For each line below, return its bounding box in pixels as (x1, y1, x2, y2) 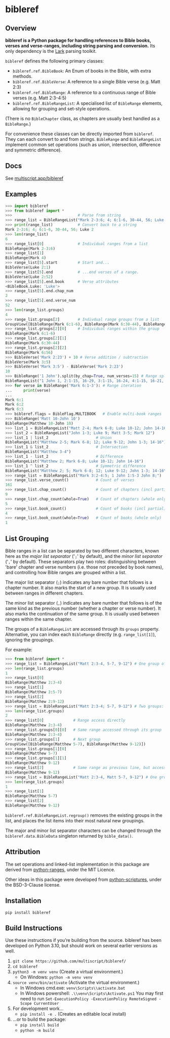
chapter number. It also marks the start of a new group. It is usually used (5, 584, 157, 590)
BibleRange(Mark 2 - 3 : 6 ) (5, 246, 56, 251)
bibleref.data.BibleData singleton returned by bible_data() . (5, 833, 133, 839)
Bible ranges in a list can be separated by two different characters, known (5, 548, 159, 554)
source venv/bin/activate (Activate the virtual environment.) (12, 980, 140, 986)
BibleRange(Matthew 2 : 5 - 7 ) (5, 690, 62, 695)
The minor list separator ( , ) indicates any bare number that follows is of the (5, 600, 162, 606)
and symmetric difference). (5, 147, 62, 153)
